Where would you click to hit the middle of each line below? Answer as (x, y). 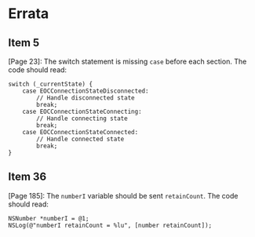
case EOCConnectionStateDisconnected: (86, 91)
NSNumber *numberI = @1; (49, 218)
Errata (29, 14)
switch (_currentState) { (50, 84)
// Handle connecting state (82, 118)
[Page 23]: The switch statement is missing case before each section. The (127, 61)
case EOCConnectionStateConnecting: (82, 111)
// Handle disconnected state (86, 98)
